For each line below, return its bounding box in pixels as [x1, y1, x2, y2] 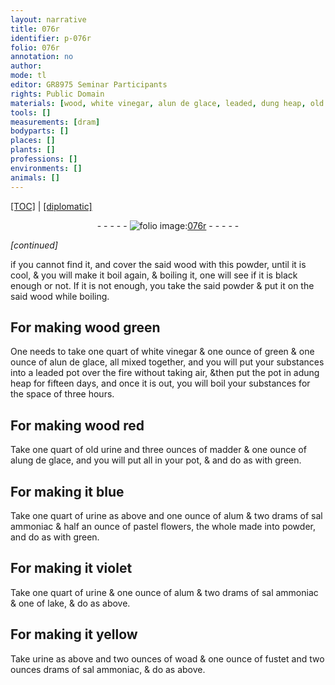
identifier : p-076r [10, 33, 92, 43]
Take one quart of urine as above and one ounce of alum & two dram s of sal [10, 509, 323, 521]
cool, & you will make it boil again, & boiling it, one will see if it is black [10, 269, 298, 281]
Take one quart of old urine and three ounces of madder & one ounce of [10, 444, 307, 456]
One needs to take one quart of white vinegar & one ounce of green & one [10, 346, 315, 358]
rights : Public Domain [10, 89, 105, 99]
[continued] [10, 239, 58, 251]
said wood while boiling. [10, 290, 110, 302]
